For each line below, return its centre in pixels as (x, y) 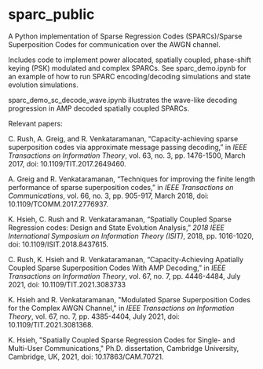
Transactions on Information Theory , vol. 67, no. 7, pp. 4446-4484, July (124, 276)
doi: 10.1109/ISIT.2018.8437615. (58, 244)
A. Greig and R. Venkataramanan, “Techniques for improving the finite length (132, 179)
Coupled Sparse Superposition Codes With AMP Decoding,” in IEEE (117, 268)
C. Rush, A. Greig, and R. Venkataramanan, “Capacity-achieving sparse (123, 138)
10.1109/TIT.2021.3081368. (51, 324)
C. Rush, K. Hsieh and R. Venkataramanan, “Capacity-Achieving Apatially (126, 259)
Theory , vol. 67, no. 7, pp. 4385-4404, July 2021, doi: (94, 316)
